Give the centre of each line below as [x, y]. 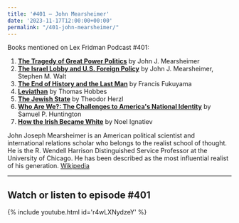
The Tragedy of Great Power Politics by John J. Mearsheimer [108, 61]
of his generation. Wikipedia [49, 166]
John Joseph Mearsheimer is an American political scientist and [101, 135]
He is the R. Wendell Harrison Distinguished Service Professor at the [107, 151]
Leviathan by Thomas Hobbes [62, 92]
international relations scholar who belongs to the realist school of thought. [117, 143]
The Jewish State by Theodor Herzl [70, 99]
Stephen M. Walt [42, 76]
